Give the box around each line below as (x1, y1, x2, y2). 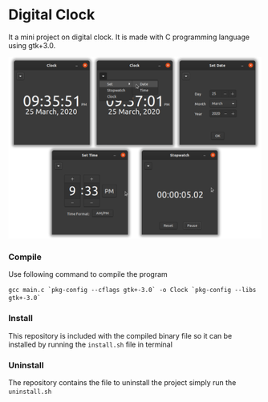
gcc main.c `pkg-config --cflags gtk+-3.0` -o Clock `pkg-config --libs (8, 286, 257, 294)
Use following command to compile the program (8, 270, 169, 279)
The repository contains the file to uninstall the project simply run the (8, 377, 237, 387)
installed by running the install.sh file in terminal (8, 339, 173, 349)
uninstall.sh (8, 388, 52, 396)
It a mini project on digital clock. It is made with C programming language (8, 32, 250, 42)
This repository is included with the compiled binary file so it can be (8, 331, 233, 340)
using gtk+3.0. (8, 40, 56, 50)
